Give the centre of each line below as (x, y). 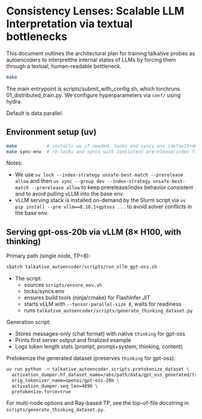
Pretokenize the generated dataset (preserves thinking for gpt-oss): (91, 358)
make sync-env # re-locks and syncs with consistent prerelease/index (98, 152)
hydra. (14, 101)
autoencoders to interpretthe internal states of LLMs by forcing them (91, 60)
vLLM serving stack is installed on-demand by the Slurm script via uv (100, 200)
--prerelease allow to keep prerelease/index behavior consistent (112, 187)
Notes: (14, 163)
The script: (28, 279)
